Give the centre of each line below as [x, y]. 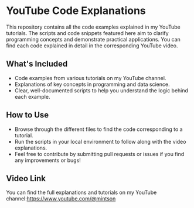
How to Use [28, 115]
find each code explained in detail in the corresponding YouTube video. [92, 46]
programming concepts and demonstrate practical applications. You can [93, 39]
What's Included [37, 64]
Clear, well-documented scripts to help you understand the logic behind [101, 90]
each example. [32, 96]
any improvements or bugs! [47, 160]
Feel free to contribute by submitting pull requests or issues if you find [99, 154]
